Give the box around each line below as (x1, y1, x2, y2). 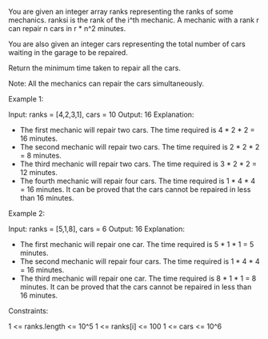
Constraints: (8, 306, 49, 315)
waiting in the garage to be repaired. (8, 48, 128, 57)
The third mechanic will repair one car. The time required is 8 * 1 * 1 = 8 (19, 273, 257, 283)
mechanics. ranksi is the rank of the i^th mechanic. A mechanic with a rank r (8, 15, 260, 25)
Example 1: (8, 94, 44, 103)
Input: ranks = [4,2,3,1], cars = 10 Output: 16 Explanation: (8, 110, 194, 119)
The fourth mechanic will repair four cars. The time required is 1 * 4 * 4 (19, 176, 256, 185)
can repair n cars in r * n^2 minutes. (8, 24, 126, 33)
